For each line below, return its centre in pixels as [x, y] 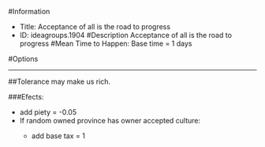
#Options [23, 59]
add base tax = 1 [58, 136]
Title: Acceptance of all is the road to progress [95, 26]
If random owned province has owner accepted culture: [110, 121]
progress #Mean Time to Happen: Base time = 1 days [106, 43]
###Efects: [26, 97]
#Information [29, 11]
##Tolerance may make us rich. [60, 81]
